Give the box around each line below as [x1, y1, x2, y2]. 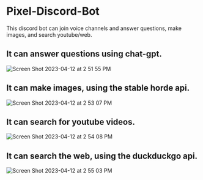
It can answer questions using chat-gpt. [6, 49, 162, 59]
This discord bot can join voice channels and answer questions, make [6, 24, 182, 32]
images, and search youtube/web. [6, 31, 92, 38]
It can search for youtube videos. [6, 116, 136, 127]
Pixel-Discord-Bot [6, 4, 100, 18]
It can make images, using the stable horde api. [6, 83, 190, 93]
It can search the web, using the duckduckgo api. [6, 151, 197, 161]
